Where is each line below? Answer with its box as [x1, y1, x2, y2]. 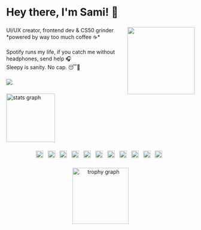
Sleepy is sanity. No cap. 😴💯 [6, 64, 81, 71]
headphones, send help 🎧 [6, 55, 72, 62]
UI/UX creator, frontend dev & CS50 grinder [6, 27, 114, 34]
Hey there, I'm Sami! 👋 [6, 5, 118, 19]
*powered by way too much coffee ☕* [6, 33, 100, 41]
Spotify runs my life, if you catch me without [6, 48, 115, 56]
